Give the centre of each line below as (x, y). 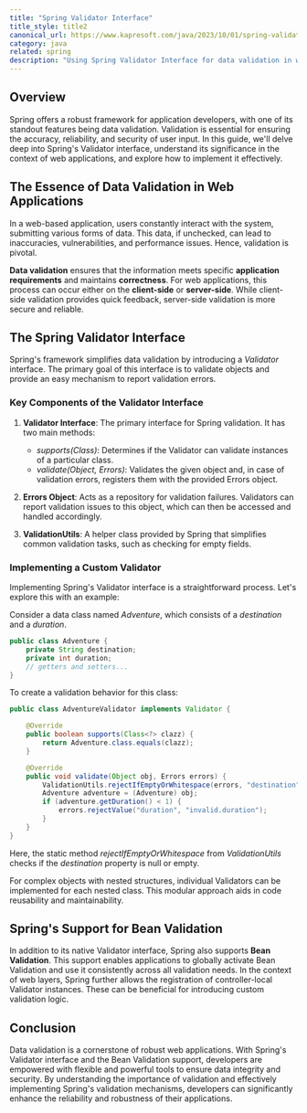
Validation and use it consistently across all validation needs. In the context (151, 970)
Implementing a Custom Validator (85, 567)
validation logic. (39, 999)
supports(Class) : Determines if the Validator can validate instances (162, 450)
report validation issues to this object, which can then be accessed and (157, 506)
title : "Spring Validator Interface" (81, 18)
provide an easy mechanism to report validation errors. (113, 379)
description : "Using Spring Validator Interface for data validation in (151, 60)
